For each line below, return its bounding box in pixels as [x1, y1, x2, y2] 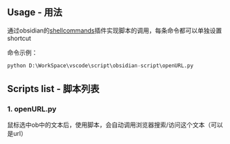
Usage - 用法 [7, 6, 62, 19]
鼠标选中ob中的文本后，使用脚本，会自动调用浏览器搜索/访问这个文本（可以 [7, 120, 224, 129]
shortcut [7, 34, 31, 42]
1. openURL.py [7, 105, 57, 114]
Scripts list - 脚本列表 [7, 83, 100, 95]
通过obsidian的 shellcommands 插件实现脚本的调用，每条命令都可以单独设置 [7, 26, 222, 35]
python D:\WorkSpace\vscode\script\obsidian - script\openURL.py [7, 62, 194, 69]
